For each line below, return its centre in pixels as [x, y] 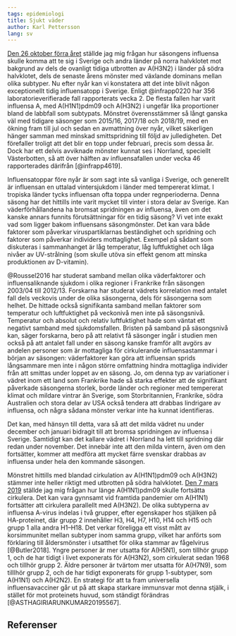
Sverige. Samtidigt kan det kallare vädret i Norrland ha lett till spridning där [116, 439]
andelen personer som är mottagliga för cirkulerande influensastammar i [112, 350]
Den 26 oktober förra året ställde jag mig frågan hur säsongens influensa [113, 54]
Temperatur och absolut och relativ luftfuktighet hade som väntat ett [106, 321]
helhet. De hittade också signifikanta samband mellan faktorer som [104, 306]
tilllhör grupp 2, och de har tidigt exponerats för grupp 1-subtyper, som [110, 573]
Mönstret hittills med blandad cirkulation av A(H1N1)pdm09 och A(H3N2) [113, 475]
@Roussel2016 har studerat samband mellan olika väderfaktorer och [107, 276]
